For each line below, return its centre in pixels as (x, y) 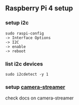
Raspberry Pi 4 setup (39, 8)
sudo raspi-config (25, 33)
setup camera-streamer (35, 87)
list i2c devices (24, 64)
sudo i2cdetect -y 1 (27, 74)
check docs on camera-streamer (39, 98)
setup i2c (17, 23)
